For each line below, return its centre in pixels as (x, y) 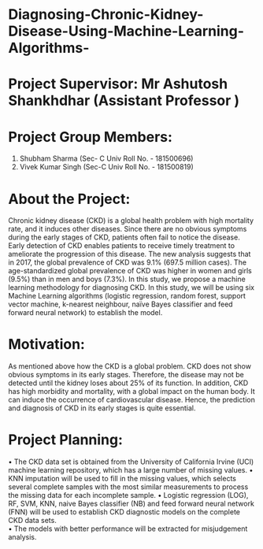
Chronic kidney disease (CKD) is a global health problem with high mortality (131, 221)
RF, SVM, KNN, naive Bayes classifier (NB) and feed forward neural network (131, 504)
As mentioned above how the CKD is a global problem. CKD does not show (130, 366)
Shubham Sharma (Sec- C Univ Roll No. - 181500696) (106, 158)
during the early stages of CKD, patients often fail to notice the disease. (124, 237)
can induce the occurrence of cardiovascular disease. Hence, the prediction (132, 400)
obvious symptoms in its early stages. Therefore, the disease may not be (126, 375)
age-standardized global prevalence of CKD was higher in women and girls (130, 271)
